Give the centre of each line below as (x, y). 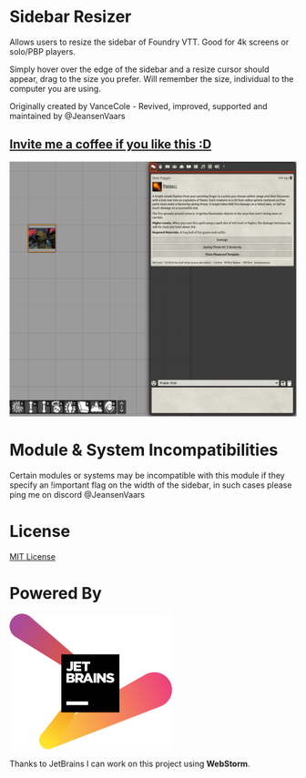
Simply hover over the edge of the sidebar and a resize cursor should (139, 69)
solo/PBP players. (42, 51)
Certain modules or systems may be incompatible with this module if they (147, 476)
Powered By (56, 594)
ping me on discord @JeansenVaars (77, 495)
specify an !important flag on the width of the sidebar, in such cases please (151, 485)
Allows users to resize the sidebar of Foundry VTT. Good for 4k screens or (149, 42)
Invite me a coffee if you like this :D (111, 144)
